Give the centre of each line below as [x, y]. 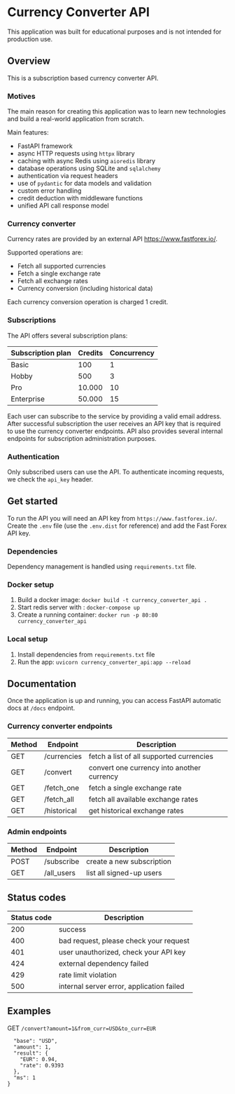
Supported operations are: [45, 252]
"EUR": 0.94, [39, 1059]
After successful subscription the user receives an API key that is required [114, 423]
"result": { [31, 1053]
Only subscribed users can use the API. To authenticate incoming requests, [116, 472]
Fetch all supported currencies [62, 266]
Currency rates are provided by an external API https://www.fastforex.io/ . [113, 239]
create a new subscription [129, 861]
